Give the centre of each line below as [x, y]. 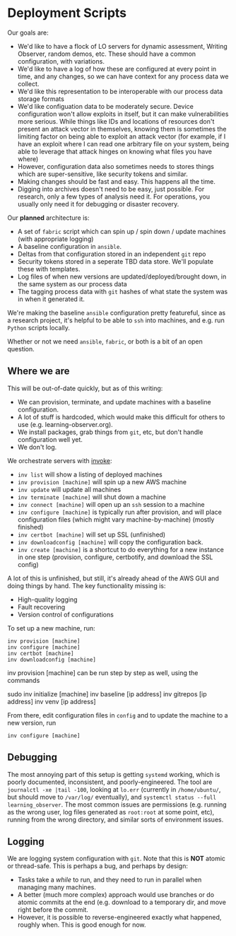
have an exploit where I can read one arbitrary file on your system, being [123, 144]
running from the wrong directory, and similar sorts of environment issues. [116, 819]
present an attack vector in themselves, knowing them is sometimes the [122, 129]
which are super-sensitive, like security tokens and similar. [103, 174]
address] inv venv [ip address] [52, 701]
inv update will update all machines [69, 489]
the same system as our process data [72, 283]
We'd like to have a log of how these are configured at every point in [117, 69]
